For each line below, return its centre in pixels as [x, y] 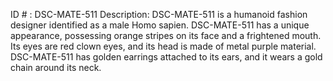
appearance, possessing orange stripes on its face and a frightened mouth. [166, 35]
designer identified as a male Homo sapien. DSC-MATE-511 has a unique [160, 25]
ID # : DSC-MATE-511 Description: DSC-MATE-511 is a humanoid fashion [159, 14]
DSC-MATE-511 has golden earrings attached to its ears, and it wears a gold [166, 57]
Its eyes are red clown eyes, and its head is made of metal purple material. [163, 46]
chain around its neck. [56, 67]
